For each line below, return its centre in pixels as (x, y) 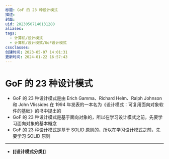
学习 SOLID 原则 (34, 136)
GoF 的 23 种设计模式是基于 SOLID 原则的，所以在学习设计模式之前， (84, 130)
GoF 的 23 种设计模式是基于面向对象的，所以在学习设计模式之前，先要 (85, 117)
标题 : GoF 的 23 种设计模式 (31, 10)
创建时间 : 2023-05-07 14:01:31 (36, 52)
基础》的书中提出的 (41, 111)
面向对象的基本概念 (37, 124)
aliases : (14, 29)
